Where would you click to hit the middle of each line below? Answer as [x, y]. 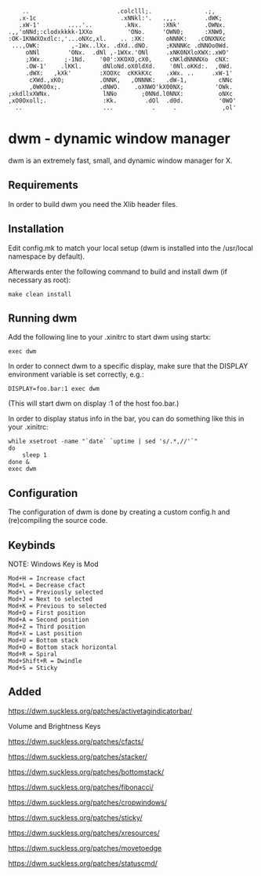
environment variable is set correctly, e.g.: [76, 374]
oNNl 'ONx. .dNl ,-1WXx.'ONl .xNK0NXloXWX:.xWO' [127, 53]
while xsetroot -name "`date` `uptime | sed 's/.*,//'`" [103, 442]
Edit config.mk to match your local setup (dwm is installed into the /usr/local [130, 248]
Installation [36, 229]
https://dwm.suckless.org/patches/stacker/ [78, 756]
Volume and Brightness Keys [54, 726]
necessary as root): [40, 280]
